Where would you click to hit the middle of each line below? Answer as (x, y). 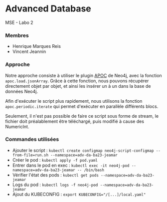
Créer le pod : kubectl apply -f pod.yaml (55, 160)
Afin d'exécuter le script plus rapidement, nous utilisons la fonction (74, 101)
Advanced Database (48, 9)
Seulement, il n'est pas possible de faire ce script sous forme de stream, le (82, 116)
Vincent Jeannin (29, 52)
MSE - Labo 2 (19, 22)
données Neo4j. (22, 91)
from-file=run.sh (30, 155)
